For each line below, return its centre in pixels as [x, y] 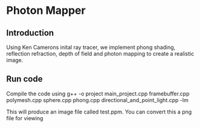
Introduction [30, 33]
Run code [24, 79]
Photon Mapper [46, 11]
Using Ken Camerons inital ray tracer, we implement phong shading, [91, 47]
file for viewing [25, 118]
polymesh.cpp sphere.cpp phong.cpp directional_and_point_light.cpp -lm [97, 100]
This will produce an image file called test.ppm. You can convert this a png [99, 112]
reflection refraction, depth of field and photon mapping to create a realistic [100, 54]
